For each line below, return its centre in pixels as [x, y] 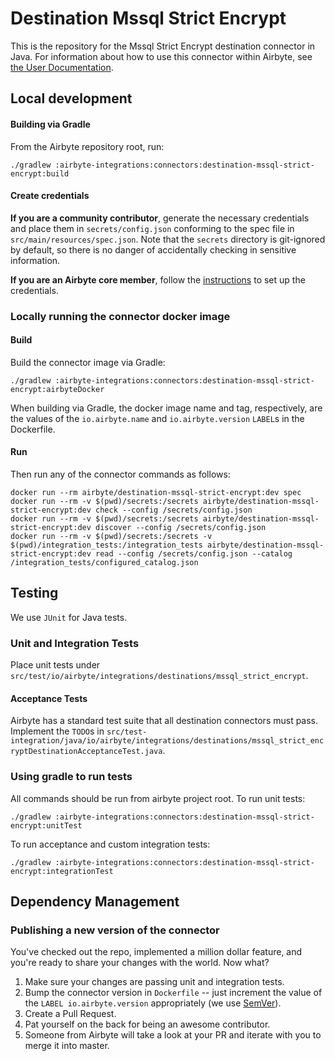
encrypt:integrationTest [62, 871]
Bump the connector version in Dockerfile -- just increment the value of [173, 993]
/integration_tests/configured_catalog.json [104, 563]
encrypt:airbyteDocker [57, 389]
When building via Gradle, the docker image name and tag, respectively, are [166, 408]
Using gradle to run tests [71, 777]
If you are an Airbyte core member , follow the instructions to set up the [158, 279]
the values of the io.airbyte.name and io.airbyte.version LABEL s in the [157, 418]
